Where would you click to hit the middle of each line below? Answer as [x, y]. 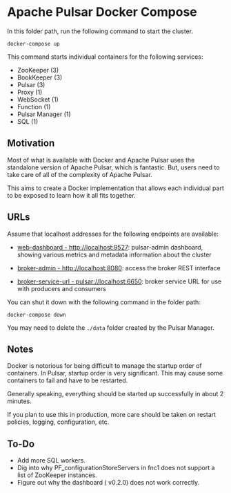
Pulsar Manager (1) [44, 114]
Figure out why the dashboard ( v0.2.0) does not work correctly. [108, 483]
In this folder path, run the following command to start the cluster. [100, 31]
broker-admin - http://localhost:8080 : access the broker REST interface [119, 268]
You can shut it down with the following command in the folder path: [104, 302]
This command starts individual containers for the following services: [105, 57]
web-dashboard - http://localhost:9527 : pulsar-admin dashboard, [110, 247]
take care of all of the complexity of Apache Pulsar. [80, 174]
